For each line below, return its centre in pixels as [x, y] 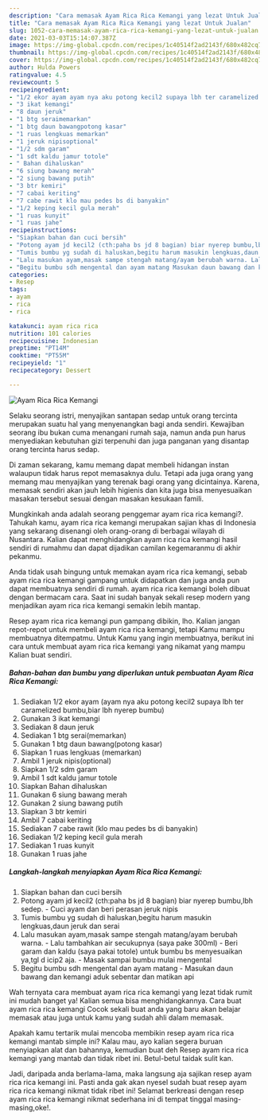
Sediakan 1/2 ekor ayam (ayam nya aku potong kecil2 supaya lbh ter [132, 701]
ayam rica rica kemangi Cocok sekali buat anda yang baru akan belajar [125, 1009]
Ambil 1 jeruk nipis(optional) [66, 760]
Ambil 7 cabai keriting [56, 820]
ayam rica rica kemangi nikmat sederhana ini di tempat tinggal [111, 1099]
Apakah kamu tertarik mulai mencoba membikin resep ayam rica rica [121, 1032]
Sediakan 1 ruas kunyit [57, 845]
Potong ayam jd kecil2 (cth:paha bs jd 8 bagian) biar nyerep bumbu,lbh [137, 900]
